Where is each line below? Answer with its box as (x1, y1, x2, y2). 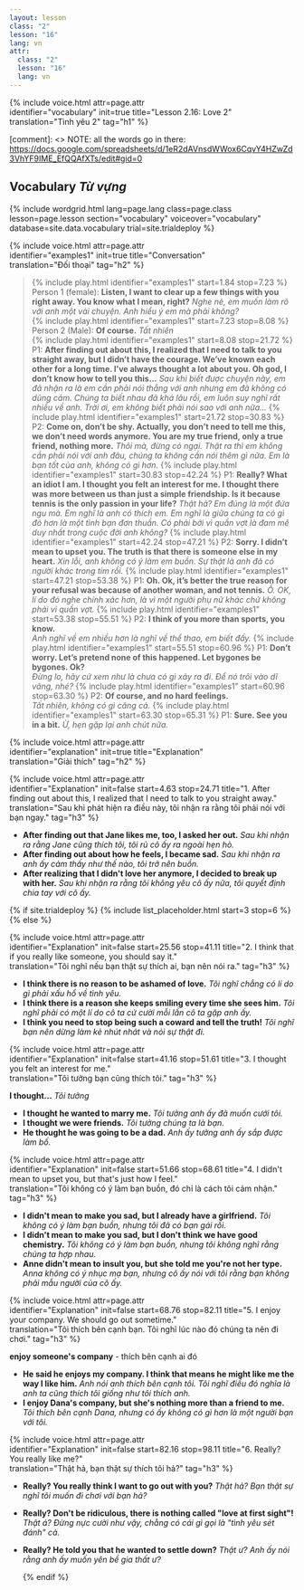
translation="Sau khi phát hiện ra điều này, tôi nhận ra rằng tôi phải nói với (9, 802, 286, 813)
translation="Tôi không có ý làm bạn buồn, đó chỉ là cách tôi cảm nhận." (9, 1183, 279, 1194)
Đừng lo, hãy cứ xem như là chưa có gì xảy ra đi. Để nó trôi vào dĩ (31, 671, 278, 681)
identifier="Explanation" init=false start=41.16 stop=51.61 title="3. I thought (9, 1053, 287, 1064)
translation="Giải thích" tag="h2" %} (9, 756, 147, 766)
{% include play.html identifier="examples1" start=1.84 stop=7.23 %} (31, 277, 288, 288)
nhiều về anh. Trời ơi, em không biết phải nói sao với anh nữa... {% (31, 402, 280, 413)
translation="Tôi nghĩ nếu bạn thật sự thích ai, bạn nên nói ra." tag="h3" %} (9, 960, 290, 971)
